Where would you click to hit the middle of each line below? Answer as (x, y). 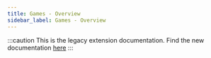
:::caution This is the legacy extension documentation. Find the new (106, 40)
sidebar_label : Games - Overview (57, 20)
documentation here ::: (40, 48)
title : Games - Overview (44, 14)
